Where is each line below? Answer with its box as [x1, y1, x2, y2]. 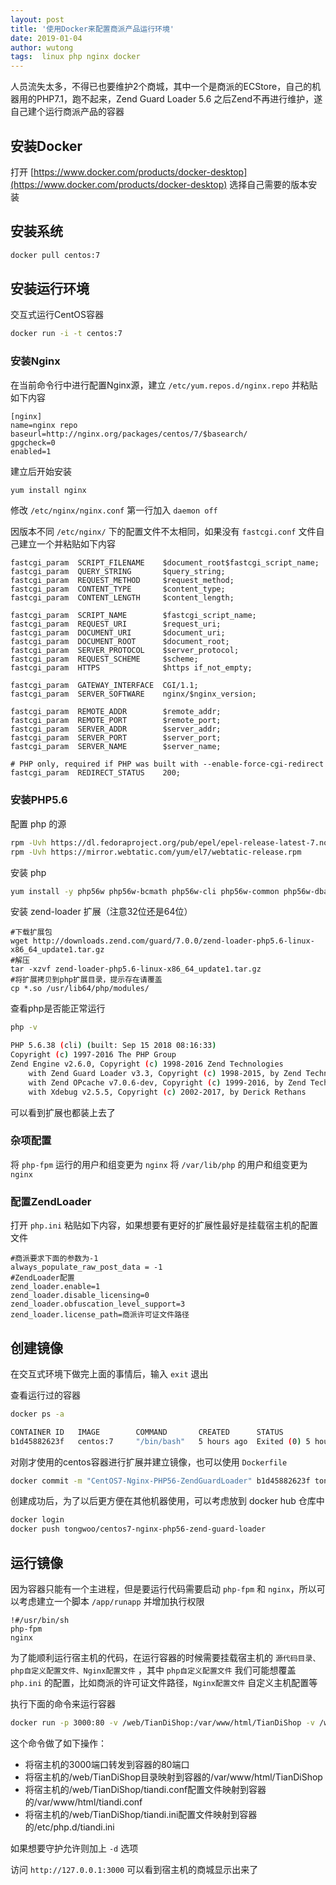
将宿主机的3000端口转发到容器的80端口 [24, 1758, 190, 1770]
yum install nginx [10, 485, 87, 495]
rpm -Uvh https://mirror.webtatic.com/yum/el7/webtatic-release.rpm [10, 847, 302, 857]
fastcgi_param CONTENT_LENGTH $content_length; [10, 593, 235, 603]
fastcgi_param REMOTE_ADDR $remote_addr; [10, 707, 222, 717]
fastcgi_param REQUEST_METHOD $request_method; [10, 576, 235, 586]
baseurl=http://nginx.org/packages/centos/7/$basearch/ [10, 429, 248, 439]
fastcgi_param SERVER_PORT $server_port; [10, 733, 222, 743]
